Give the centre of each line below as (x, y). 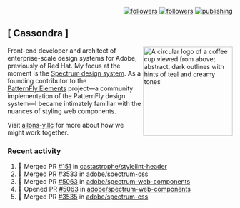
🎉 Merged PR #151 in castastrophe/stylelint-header (92, 167)
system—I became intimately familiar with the (74, 103)
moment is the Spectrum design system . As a (74, 73)
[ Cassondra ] (38, 33)
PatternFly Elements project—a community (70, 88)
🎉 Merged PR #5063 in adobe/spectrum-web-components (104, 182)
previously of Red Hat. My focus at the (64, 66)
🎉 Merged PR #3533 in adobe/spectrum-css (83, 174)
